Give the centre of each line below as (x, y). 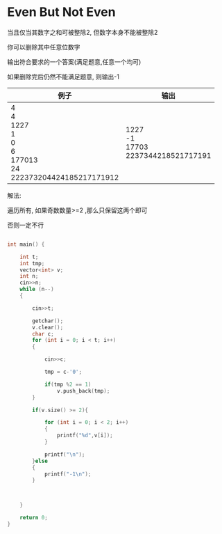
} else (40, 461)
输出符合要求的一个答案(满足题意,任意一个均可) (74, 62)
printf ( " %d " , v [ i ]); (85, 436)
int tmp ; (32, 263)
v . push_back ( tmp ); (83, 391)
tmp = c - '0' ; (63, 372)
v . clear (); (48, 327)
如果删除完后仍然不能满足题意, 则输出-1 (63, 77)
